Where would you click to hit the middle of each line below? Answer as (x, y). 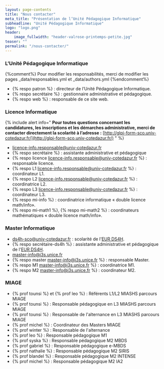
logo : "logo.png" (23, 28)
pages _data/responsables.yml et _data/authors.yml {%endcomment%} (77, 79)
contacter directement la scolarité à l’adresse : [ (55, 133)
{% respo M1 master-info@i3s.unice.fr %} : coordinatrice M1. (74, 265)
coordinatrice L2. (29, 184)
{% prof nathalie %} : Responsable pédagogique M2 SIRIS (71, 351)
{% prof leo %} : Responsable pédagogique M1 (59, 335)
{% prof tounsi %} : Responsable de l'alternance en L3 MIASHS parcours (86, 314)
